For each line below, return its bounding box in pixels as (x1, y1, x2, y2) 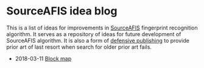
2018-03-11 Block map (15, 55, 72, 62)
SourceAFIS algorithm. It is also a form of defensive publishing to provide (6, 37, 190, 44)
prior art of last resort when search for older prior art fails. (6, 43, 152, 51)
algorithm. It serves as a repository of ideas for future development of (6, 30, 181, 37)
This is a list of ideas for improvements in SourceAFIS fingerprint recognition (6, 24, 198, 31)
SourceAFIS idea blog (6, 4, 118, 18)
